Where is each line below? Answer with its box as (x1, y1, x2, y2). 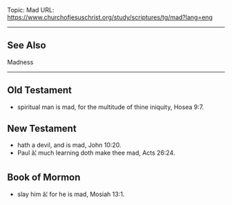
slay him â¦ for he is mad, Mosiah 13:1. (17, 190, 125, 199)
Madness (7, 58, 34, 66)
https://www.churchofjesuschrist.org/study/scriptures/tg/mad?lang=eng (7, 13, 213, 21)
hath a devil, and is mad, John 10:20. (17, 141, 122, 149)
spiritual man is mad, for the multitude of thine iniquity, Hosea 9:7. (17, 103, 204, 111)
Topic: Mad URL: (7, 6, 55, 14)
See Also (7, 39, 46, 51)
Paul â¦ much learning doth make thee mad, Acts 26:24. (17, 148, 175, 157)
